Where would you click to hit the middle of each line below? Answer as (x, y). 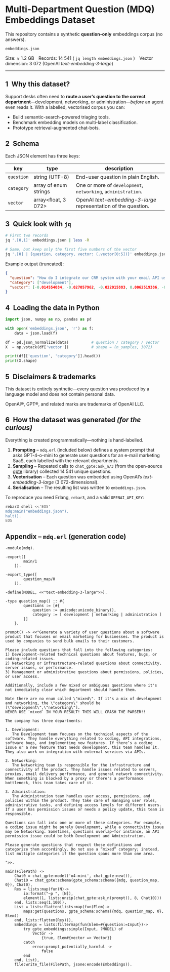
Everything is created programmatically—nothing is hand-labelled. (74, 440)
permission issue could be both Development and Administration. (75, 836)
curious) (19, 428)
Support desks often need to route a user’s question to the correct (75, 96)
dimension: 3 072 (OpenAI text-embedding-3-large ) (59, 63)
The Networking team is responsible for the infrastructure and (81, 765)
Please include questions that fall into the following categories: (79, 650)
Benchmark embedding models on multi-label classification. (75, 122)
